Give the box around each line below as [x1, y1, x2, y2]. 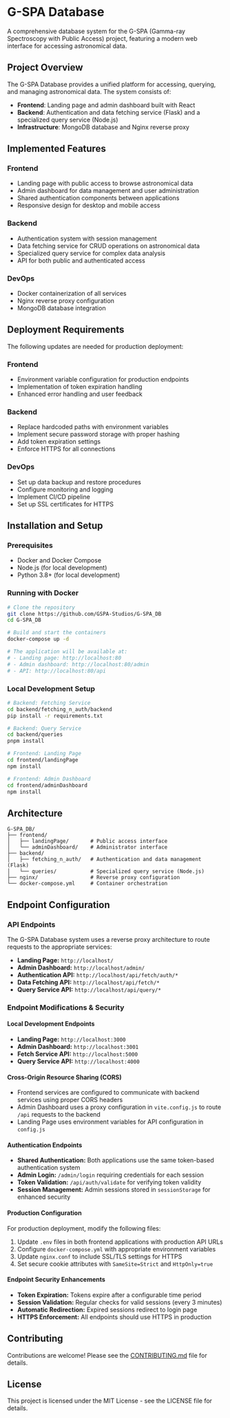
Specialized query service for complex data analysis [17, 249, 166, 257]
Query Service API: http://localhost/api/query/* [17, 985, 162, 994]
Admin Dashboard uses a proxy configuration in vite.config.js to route [17, 1103, 222, 1111]
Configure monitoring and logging [17, 485, 114, 493]
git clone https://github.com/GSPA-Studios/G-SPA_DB [7, 610, 162, 617]
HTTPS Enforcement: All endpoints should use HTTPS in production [17, 1312, 212, 1321]
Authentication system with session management [17, 234, 157, 243]
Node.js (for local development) [17, 564, 107, 572]
